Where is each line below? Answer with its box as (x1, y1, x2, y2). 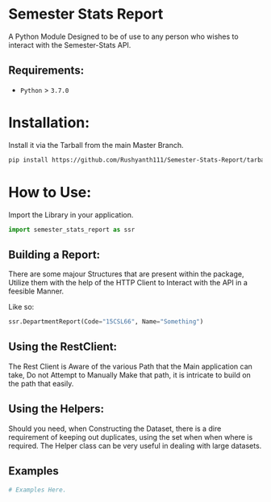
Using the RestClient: (8, 340, 118, 354)
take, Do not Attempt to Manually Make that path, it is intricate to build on (8, 369, 252, 380)
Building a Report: (8, 247, 101, 261)
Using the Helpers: (8, 402, 105, 416)
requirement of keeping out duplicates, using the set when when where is (8, 432, 253, 441)
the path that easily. (8, 378, 74, 388)
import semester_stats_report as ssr (8, 226, 135, 234)
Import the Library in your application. (8, 209, 134, 219)
